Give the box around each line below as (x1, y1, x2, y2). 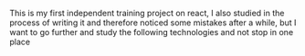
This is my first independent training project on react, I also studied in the (9, 8, 285, 18)
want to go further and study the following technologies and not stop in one (9, 27, 294, 37)
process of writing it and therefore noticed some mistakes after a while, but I (9, 17, 297, 28)
